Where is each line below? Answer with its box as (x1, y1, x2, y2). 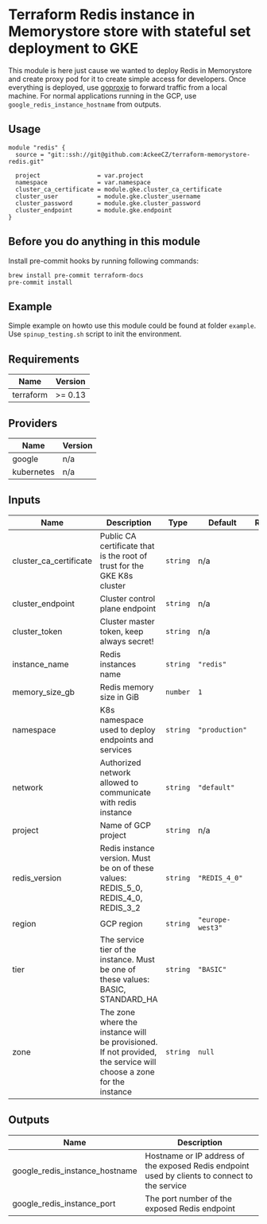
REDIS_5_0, (99, 882, 143, 893)
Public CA (99, 530, 137, 542)
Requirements (8, 352, 79, 366)
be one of (99, 964, 137, 975)
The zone (99, 1006, 135, 1017)
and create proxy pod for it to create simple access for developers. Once (8, 74, 246, 84)
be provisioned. (99, 1036, 158, 1047)
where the (99, 1016, 137, 1028)
